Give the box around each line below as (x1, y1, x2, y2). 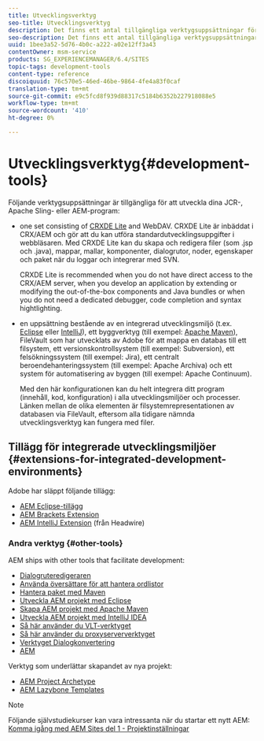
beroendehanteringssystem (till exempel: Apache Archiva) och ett (19, 360, 233, 370)
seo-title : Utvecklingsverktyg (8, 19, 111, 27)
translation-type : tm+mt (8, 84, 90, 93)
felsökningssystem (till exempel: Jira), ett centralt (19, 352, 179, 361)
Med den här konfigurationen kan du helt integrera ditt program (19, 383, 225, 394)
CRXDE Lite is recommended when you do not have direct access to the (19, 269, 253, 280)
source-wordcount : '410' (8, 107, 90, 115)
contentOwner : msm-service (8, 48, 97, 56)
